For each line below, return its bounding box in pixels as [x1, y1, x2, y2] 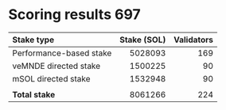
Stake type [12, 34, 54, 45]
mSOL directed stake [12, 73, 91, 84]
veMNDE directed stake [12, 60, 101, 71]
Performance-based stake [12, 47, 112, 59]
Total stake [12, 89, 56, 100]
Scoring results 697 [8, 6, 141, 24]
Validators [173, 34, 213, 45]
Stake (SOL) [119, 34, 166, 45]
